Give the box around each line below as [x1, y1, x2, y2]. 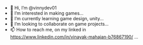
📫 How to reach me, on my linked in [10, 27, 86, 32]
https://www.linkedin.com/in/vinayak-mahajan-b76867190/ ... [10, 34, 138, 40]
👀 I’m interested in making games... [10, 10, 84, 16]
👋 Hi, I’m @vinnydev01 [10, 5, 57, 11]
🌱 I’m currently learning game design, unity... [10, 16, 104, 21]
